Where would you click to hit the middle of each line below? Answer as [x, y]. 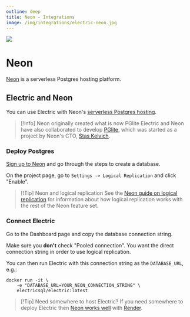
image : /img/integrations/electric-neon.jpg [61, 22]
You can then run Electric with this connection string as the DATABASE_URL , [95, 263]
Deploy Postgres [30, 151]
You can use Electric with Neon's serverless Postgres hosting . [81, 112]
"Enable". [17, 182]
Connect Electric [31, 221]
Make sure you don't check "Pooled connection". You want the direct [90, 245]
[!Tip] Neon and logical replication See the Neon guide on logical [99, 193]
